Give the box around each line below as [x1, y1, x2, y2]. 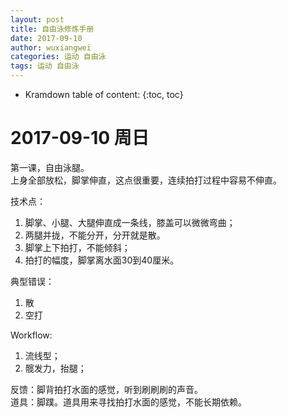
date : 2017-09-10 [10, 33, 83, 43]
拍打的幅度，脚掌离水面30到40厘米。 [24, 254, 180, 266]
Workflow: [10, 329, 53, 341]
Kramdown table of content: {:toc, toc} [24, 89, 184, 100]
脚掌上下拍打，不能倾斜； [24, 241, 131, 253]
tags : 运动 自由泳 [10, 61, 80, 71]
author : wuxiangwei [10, 42, 92, 53]
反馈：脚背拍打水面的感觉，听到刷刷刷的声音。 [10, 383, 203, 395]
